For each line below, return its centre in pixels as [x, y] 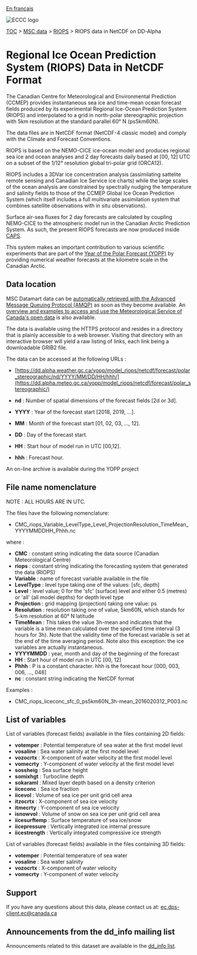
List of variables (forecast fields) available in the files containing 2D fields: [96, 734]
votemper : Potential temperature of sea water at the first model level [98, 745]
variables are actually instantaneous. [59, 647]
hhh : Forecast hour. [39, 457]
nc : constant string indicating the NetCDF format [74, 678]
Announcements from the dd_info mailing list [91, 932]
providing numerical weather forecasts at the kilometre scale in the [87, 259]
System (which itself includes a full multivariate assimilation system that [93, 199]
